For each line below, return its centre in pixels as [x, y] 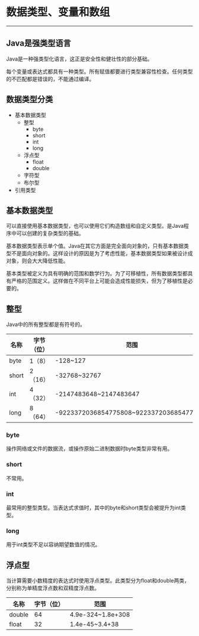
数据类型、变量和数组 [58, 12]
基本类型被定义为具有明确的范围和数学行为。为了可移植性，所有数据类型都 [97, 274]
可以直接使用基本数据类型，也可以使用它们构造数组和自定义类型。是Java [95, 226]
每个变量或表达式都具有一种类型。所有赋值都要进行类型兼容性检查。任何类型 [99, 71]
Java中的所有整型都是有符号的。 [46, 324]
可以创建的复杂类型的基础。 [50, 233]
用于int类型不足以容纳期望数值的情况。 [53, 544]
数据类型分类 [30, 100]
